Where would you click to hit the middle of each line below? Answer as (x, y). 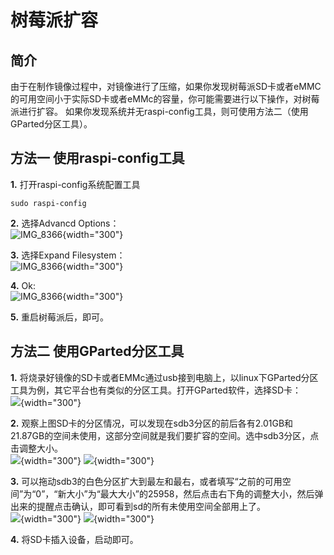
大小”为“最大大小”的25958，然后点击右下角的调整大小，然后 (190, 493)
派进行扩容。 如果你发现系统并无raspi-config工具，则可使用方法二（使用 (159, 111)
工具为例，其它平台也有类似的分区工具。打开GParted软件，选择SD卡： (156, 390)
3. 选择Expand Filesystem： (68, 255)
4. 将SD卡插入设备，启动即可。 (74, 539)
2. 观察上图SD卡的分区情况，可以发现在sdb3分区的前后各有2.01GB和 (152, 423)
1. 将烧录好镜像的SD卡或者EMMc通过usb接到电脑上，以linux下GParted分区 (164, 377)
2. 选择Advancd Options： (65, 223)
